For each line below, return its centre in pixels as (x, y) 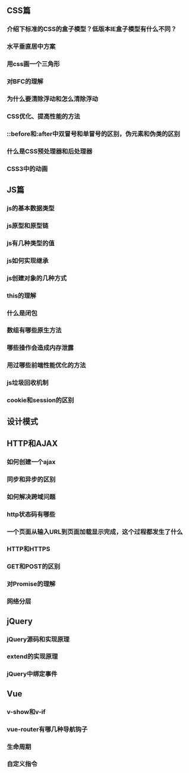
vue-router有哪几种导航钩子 (47, 729)
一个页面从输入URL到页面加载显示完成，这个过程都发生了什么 (95, 531)
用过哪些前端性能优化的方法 (46, 365)
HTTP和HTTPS (29, 549)
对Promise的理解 (31, 584)
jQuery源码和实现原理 (38, 639)
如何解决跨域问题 (31, 497)
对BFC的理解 (25, 82)
